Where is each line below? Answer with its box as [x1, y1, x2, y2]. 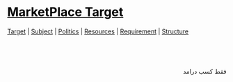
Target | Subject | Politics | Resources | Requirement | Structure [7, 27, 189, 35]
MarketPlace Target [7, 4, 124, 20]
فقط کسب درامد [183, 67, 227, 75]
